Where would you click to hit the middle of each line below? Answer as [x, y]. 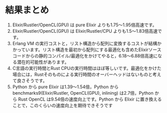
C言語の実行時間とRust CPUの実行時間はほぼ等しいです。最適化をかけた [87, 68]
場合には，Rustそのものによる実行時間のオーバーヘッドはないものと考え [87, 74]
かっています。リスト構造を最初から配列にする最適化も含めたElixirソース [87, 50]
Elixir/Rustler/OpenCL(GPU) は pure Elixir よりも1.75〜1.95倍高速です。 [84, 25]
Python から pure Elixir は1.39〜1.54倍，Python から [65, 87]
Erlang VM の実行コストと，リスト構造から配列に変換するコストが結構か [87, 43]
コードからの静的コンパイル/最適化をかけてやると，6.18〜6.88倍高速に [85, 56]
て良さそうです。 [30, 80]
